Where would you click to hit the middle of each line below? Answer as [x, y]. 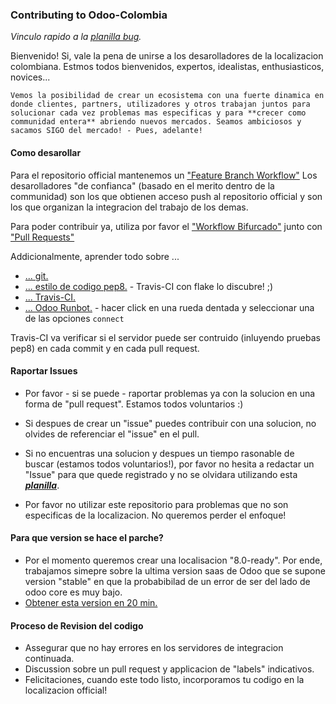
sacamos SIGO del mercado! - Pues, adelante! [106, 131]
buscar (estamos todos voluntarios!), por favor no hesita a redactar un [169, 464]
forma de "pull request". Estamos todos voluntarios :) [134, 404]
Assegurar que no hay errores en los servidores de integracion [154, 648]
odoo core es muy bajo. [73, 592]
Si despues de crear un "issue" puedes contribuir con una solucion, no [170, 423]
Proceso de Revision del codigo [77, 625]
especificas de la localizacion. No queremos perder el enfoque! [155, 515]
